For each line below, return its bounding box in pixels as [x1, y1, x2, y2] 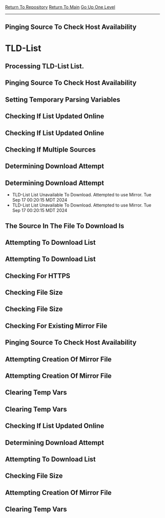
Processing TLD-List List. [5, 62, 84, 70]
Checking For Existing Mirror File [5, 321, 108, 330]
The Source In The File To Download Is [5, 222, 124, 230]
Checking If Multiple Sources [5, 145, 96, 154]
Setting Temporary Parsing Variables [5, 95, 120, 104]
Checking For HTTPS [5, 272, 70, 280]
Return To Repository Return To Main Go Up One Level [5, 4, 115, 10]
